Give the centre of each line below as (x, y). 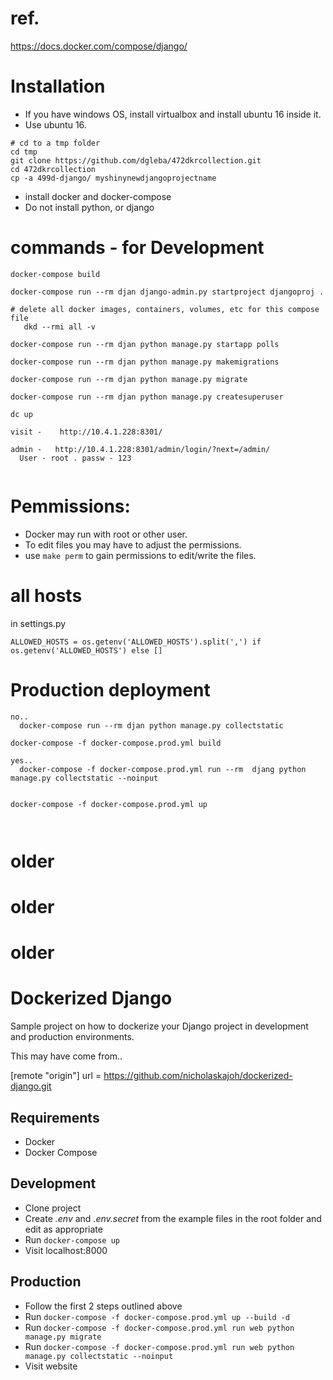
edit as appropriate (63, 1229)
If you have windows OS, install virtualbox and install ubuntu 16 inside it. (173, 114)
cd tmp (24, 152)
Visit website (51, 1366)
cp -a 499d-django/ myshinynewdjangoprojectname (113, 178)
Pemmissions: (70, 506)
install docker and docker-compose (98, 196)
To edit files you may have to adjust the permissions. (133, 544)
